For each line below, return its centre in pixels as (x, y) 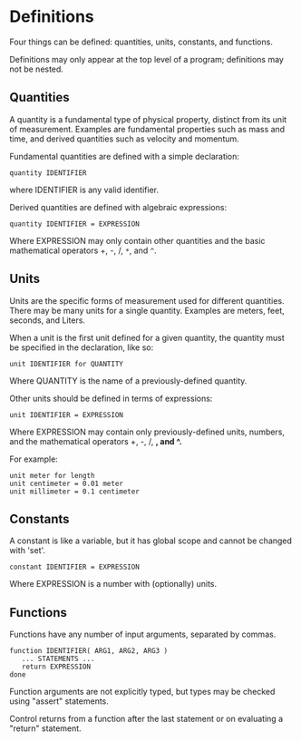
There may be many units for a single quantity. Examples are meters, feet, (147, 310)
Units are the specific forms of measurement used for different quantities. (147, 300)
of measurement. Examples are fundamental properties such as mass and (147, 129)
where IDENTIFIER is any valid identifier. (84, 190)
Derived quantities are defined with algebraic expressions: (118, 207)
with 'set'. (28, 551)
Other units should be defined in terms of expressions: (111, 398)
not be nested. (36, 69)
